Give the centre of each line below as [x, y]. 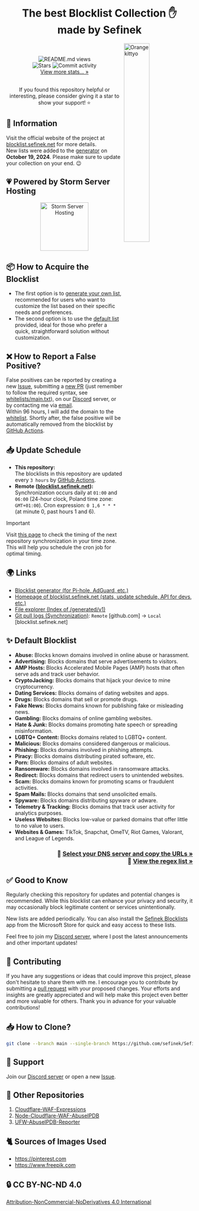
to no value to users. [40, 826]
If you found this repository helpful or [64, 89]
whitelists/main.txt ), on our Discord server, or [61, 399]
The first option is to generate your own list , [68, 293]
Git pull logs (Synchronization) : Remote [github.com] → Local [88, 616]
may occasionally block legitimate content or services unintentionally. [91, 907]
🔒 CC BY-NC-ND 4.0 [44, 1185]
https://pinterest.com [41, 1159]
